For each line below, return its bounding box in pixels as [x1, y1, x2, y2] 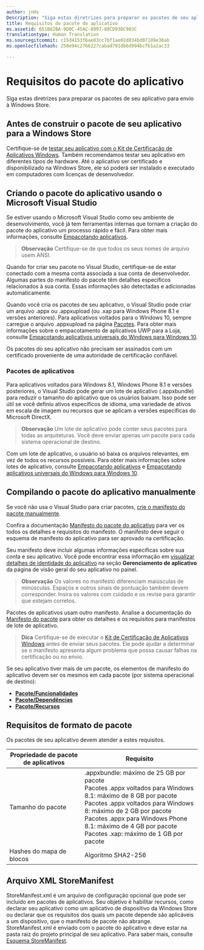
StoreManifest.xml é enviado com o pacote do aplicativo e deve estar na [6, 924, 187, 932]
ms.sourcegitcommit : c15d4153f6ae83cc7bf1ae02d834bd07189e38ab [6, 37, 170, 43]
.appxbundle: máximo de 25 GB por [84, 769, 186, 777]
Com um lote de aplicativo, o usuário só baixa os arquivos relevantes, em [6, 449, 189, 457]
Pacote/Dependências [15, 696, 73, 703]
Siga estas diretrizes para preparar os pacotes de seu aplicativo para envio [6, 95, 194, 102]
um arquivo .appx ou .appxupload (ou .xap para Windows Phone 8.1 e [6, 307, 180, 315]
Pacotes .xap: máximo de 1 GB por [84, 830, 183, 838]
